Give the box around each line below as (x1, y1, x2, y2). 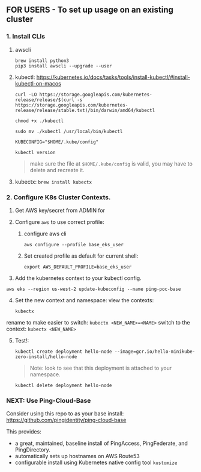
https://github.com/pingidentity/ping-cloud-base (6, 417, 127, 424)
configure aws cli (23, 230, 67, 237)
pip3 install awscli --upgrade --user (14, 63, 112, 69)
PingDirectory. (14, 446, 51, 453)
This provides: (6, 428, 42, 435)
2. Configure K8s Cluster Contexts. (6, 193, 111, 201)
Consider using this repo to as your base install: (6, 410, 124, 417)
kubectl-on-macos (14, 79, 61, 87)
